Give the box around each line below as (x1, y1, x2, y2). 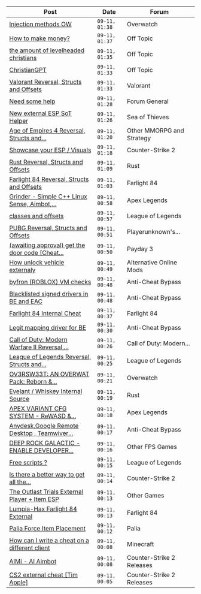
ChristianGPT (9, 66, 47, 74)
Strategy (126, 134, 151, 142)
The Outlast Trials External (9, 488, 84, 496)
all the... (9, 478, 31, 486)
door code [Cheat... (9, 249, 64, 257)
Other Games (126, 492, 165, 499)
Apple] (9, 578, 29, 586)
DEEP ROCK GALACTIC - (9, 439, 81, 447)
